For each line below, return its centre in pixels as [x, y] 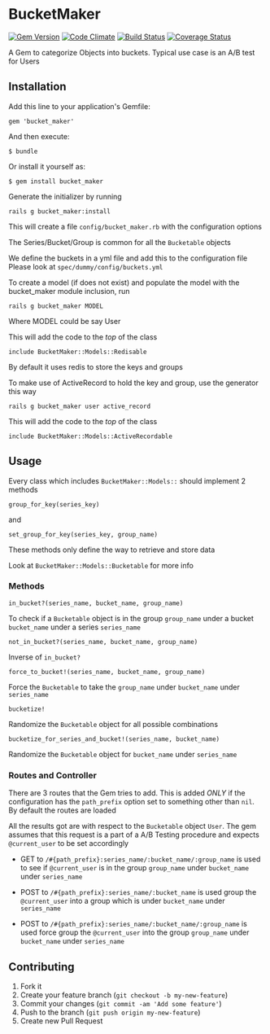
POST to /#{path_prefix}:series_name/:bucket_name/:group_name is [134, 924]
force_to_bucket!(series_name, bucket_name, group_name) [107, 672]
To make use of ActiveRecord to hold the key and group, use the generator [133, 383]
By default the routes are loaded [62, 810]
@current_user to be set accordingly [68, 843]
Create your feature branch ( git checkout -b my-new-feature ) [124, 995]
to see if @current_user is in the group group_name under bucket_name [135, 868]
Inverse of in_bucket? [45, 657]
